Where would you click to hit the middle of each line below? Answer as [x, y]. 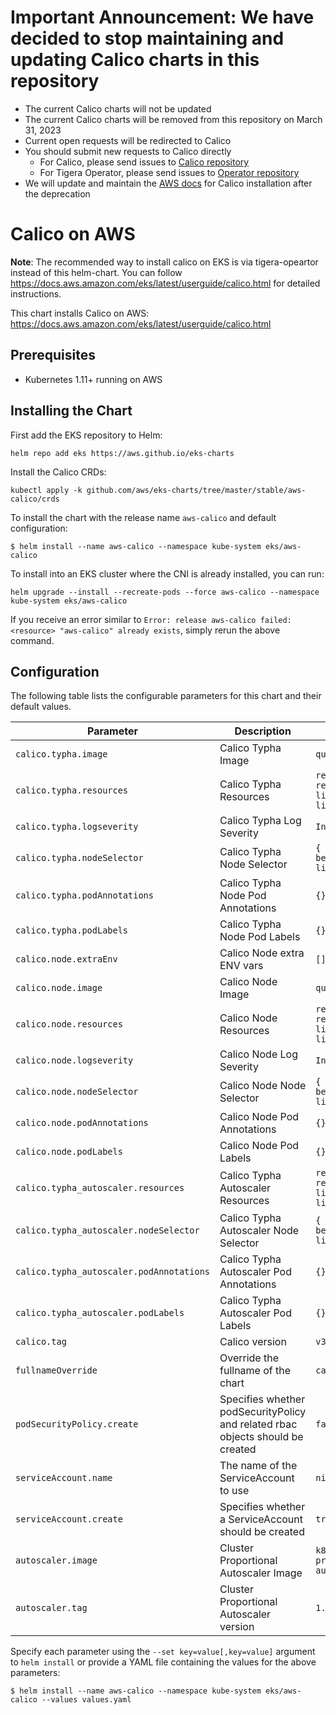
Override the [249, 1358]
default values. [41, 707]
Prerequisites [53, 355]
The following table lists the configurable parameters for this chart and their [166, 696]
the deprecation [57, 193]
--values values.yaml [86, 1700]
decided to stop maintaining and [147, 38]
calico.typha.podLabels [72, 930]
